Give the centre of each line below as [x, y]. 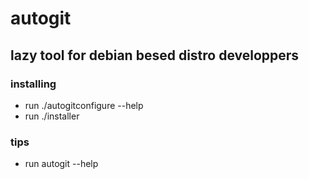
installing [33, 84]
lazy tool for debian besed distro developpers [155, 55]
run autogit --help [61, 164]
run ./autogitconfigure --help [84, 105]
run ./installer [52, 116]
